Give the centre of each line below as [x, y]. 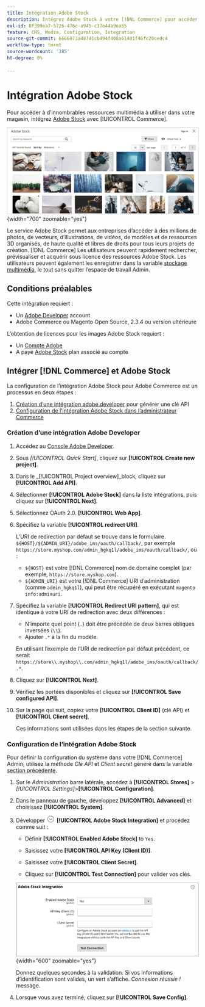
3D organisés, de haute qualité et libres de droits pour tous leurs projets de [101, 244]
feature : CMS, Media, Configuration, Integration [71, 32]
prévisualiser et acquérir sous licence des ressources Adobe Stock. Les [97, 256]
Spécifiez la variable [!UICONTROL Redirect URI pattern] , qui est [97, 605]
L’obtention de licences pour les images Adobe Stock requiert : [86, 333]
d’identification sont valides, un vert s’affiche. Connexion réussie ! [98, 979]
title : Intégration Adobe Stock [48, 13]
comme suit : [32, 827]
